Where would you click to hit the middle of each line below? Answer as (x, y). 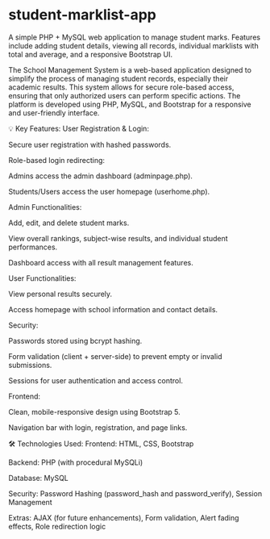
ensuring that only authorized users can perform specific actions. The (125, 95)
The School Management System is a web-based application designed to (130, 69)
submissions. (30, 365)
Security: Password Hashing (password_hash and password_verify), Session (135, 493)
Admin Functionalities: (45, 207)
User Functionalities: (42, 278)
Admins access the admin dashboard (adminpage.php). (101, 176)
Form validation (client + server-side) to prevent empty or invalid (116, 356)
